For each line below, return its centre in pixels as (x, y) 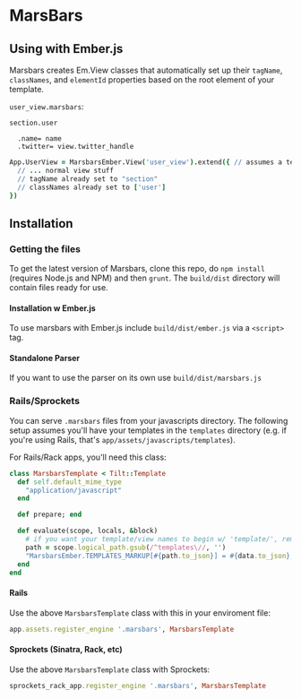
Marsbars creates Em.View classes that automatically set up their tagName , (146, 70)
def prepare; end (50, 515)
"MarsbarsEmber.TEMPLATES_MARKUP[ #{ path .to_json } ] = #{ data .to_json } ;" (162, 556)
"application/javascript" (74, 490)
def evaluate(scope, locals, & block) (88, 531)
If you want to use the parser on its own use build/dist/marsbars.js (136, 378)
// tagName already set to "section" (88, 179)
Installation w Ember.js (52, 308)
